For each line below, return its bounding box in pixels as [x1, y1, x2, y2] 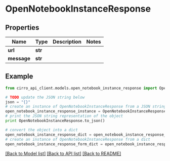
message [8, 55, 30, 62]
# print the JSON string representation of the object [5, 113, 123, 119]
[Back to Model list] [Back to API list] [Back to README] [5, 150, 121, 157]
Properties [5, 23, 39, 32]
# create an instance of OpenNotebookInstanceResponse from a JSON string [5, 104, 166, 109]
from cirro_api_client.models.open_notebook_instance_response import [5, 86, 157, 91]
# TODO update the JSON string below [5, 95, 85, 100]
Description [52, 38, 82, 45]
